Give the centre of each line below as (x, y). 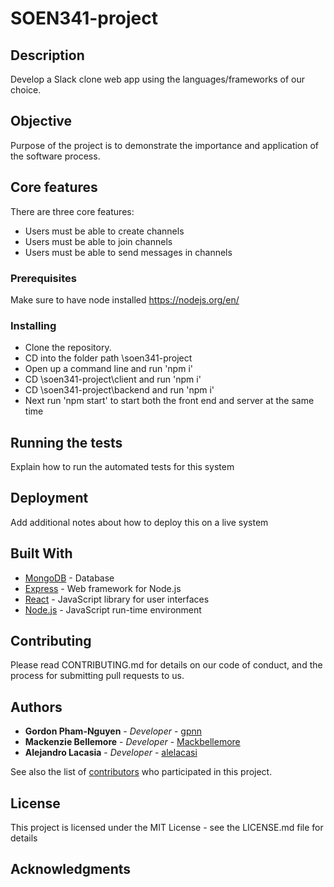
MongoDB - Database (69, 578)
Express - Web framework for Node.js (103, 588)
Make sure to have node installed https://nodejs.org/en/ (125, 299)
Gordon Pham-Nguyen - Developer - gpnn (113, 731)
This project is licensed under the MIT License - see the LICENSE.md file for (167, 828)
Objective (41, 121)
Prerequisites (43, 278)
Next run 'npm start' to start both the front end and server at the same (169, 401)
